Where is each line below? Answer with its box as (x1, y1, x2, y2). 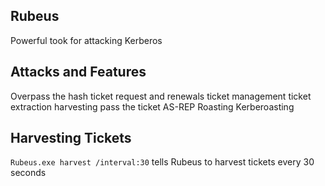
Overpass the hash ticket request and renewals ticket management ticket (10, 90, 312, 102)
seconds (10, 167, 47, 179)
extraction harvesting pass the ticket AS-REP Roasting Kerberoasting (10, 100, 295, 113)
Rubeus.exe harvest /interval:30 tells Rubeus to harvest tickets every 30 (10, 156, 315, 168)
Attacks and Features (10, 64, 147, 81)
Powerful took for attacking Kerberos (10, 34, 163, 46)
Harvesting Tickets (10, 130, 132, 147)
